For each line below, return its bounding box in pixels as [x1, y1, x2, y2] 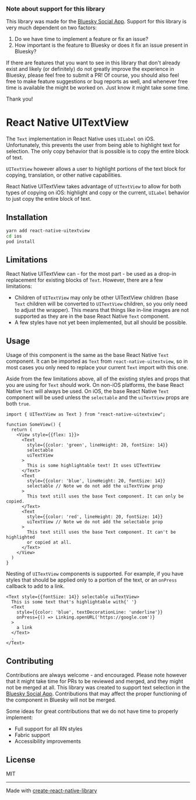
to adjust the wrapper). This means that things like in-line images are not [14, 307, 189, 314]
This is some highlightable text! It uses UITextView [27, 463, 160, 469]
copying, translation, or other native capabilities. [6, 171, 122, 178]
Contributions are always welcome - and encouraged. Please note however [6, 672, 187, 679]
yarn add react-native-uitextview [6, 228, 90, 234]
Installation [6, 212, 48, 222]
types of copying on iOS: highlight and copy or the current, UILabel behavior [6, 189, 190, 196]
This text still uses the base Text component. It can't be [27, 529, 176, 535]
